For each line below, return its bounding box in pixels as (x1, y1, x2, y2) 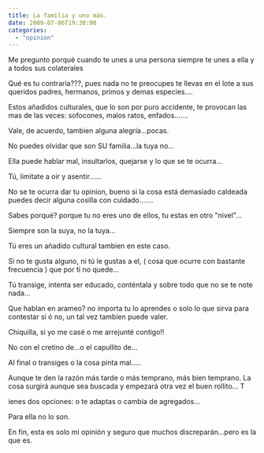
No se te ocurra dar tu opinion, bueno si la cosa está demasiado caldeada (8, 187, 248, 197)
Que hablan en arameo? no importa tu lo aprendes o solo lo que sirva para (8, 304, 250, 314)
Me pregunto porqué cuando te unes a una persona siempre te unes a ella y (8, 55, 255, 65)
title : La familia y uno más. (8, 11, 108, 20)
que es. (8, 436, 33, 445)
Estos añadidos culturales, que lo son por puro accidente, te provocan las (8, 102, 247, 112)
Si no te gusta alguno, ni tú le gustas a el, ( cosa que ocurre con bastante (8, 257, 246, 266)
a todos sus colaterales (8, 64, 84, 73)
